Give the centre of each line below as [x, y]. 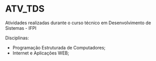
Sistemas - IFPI [21, 28]
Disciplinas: [17, 38]
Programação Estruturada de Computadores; [59, 47]
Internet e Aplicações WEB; [41, 53]
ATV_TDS [25, 9]
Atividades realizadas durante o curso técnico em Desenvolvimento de [78, 23]
